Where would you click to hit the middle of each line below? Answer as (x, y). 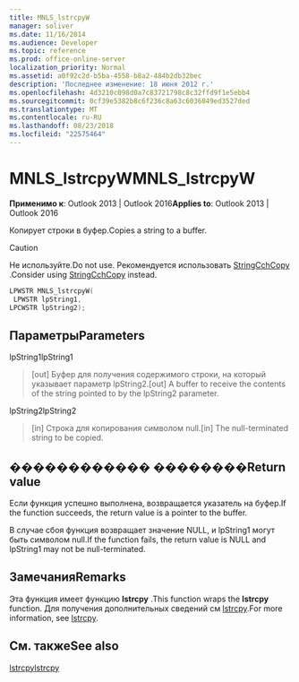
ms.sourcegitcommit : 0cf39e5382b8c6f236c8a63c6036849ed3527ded (130, 101)
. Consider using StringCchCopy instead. (83, 274)
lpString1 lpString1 (41, 357)
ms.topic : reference (48, 51)
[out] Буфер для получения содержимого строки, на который (149, 375)
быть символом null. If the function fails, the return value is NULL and (138, 540)
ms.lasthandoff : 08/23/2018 (62, 126)
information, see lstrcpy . (54, 617)
